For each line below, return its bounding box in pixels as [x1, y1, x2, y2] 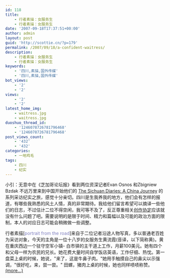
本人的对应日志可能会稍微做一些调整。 [14, 219, 94, 225]
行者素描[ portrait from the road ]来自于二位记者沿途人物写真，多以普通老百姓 [5, 230, 164, 237]
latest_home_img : [5, 106, 42, 111]
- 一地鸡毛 [14, 153, 34, 158]
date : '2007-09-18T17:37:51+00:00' [5, 26, 80, 31]
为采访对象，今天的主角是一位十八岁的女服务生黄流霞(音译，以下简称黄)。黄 [5, 237, 164, 243]
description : [5, 50, 33, 55]
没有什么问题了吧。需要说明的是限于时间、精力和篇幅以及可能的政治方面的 [5, 213, 160, 219]
